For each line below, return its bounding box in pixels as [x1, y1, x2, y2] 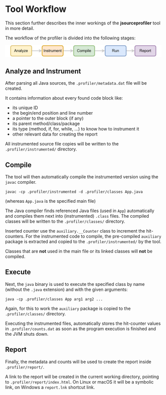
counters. [5, 233, 25, 239]
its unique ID [12, 105, 38, 111]
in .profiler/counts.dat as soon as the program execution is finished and [5, 325, 156, 332]
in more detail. [5, 25, 35, 31]
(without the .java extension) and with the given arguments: [5, 286, 128, 292]
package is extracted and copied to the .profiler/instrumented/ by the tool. [5, 238, 162, 245]
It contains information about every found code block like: [5, 95, 123, 101]
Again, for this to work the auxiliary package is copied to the [5, 305, 131, 311]
